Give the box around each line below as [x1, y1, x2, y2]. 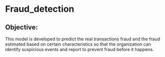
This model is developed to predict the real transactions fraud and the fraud [5, 36, 161, 42]
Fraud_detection [5, 3, 75, 15]
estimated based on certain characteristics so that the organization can [5, 41, 152, 47]
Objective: [5, 23, 38, 31]
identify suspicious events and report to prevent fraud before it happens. [5, 47, 154, 52]
